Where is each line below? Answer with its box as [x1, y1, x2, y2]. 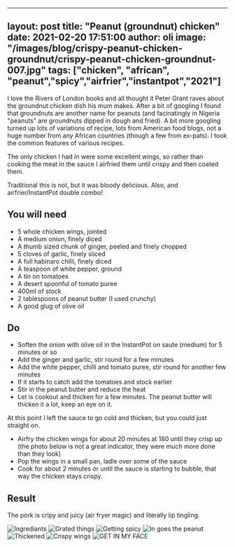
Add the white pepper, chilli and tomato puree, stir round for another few [17, 363, 227, 372]
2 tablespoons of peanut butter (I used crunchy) [17, 294, 156, 302]
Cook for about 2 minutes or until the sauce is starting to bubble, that [17, 464, 217, 473]
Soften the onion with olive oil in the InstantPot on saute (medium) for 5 [17, 341, 222, 349]
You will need [7, 208, 67, 221]
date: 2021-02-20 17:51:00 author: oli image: [7, 32, 206, 43]
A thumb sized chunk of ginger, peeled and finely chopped [17, 242, 187, 250]
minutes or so [17, 348, 57, 356]
